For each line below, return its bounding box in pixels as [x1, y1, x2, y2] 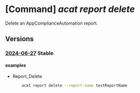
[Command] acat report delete [5, 4, 135, 15]
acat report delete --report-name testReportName [22, 83, 127, 88]
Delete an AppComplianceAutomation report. [5, 20, 98, 26]
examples [5, 62, 26, 68]
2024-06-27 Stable [5, 50, 54, 57]
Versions [5, 35, 34, 43]
